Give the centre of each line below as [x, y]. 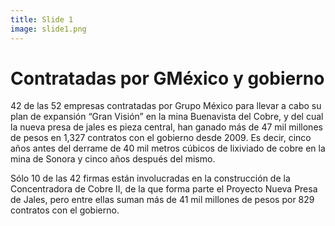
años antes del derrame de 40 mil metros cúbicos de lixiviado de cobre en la [168, 148]
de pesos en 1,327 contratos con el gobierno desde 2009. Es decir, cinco [161, 138]
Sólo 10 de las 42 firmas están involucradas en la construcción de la [150, 178]
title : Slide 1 [42, 19]
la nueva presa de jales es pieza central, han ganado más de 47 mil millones [166, 127]
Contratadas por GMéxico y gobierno [167, 78]
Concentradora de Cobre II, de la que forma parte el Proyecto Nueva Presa [164, 189]
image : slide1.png [48, 29]
